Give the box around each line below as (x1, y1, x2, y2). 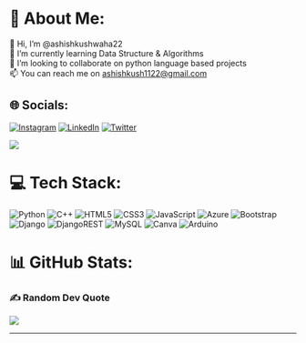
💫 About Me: (9, 8, 106, 29)
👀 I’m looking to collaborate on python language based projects (9, 57, 248, 68)
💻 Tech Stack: (9, 172, 122, 193)
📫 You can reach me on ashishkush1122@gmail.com (9, 67, 208, 78)
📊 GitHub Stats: (9, 252, 134, 272)
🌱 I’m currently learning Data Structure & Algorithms (9, 47, 204, 58)
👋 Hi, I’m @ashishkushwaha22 (9, 38, 123, 49)
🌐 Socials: (9, 97, 69, 113)
